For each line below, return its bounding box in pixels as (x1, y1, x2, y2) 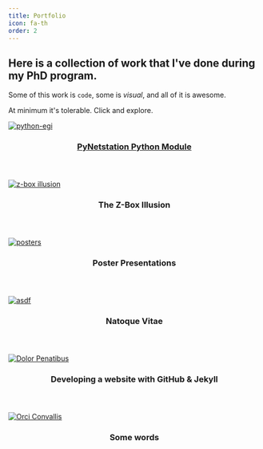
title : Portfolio (8, 11, 66, 20)
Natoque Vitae (106, 315, 163, 326)
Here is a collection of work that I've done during (8, 56, 256, 70)
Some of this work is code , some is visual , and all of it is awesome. (8, 90, 226, 100)
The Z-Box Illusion (98, 200, 170, 211)
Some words (109, 431, 160, 443)
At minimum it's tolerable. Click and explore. (8, 106, 153, 115)
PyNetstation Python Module (77, 141, 192, 152)
